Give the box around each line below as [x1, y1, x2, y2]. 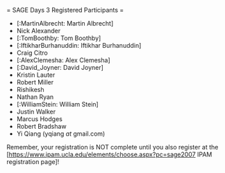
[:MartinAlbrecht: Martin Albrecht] [16, 19, 114, 27]
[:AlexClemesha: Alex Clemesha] [16, 56, 110, 64]
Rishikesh [16, 86, 44, 93]
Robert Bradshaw [16, 122, 67, 130]
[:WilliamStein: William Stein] [16, 100, 99, 108]
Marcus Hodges [16, 115, 63, 123]
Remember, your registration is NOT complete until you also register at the [6, 143, 219, 151]
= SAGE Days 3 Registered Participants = [6, 6, 124, 14]
